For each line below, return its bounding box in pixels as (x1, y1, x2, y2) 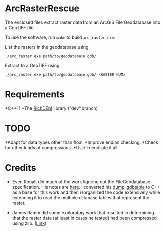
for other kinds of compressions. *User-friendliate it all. (5, 144, 119, 150)
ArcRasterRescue (5, 3, 80, 14)
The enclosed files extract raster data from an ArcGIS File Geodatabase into (5, 19, 161, 25)
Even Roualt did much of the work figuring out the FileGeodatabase (12, 178, 151, 185)
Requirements (5, 89, 65, 100)
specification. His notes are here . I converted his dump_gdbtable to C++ (12, 184, 161, 190)
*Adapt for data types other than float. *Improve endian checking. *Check (5, 139, 158, 145)
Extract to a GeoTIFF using (5, 62, 60, 68)
